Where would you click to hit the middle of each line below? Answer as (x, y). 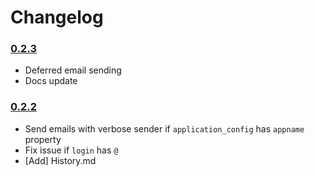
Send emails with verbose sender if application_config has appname (164, 128)
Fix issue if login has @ (71, 150)
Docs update (51, 81)
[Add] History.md (60, 160)
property (43, 139)
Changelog (57, 17)
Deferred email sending (73, 70)
